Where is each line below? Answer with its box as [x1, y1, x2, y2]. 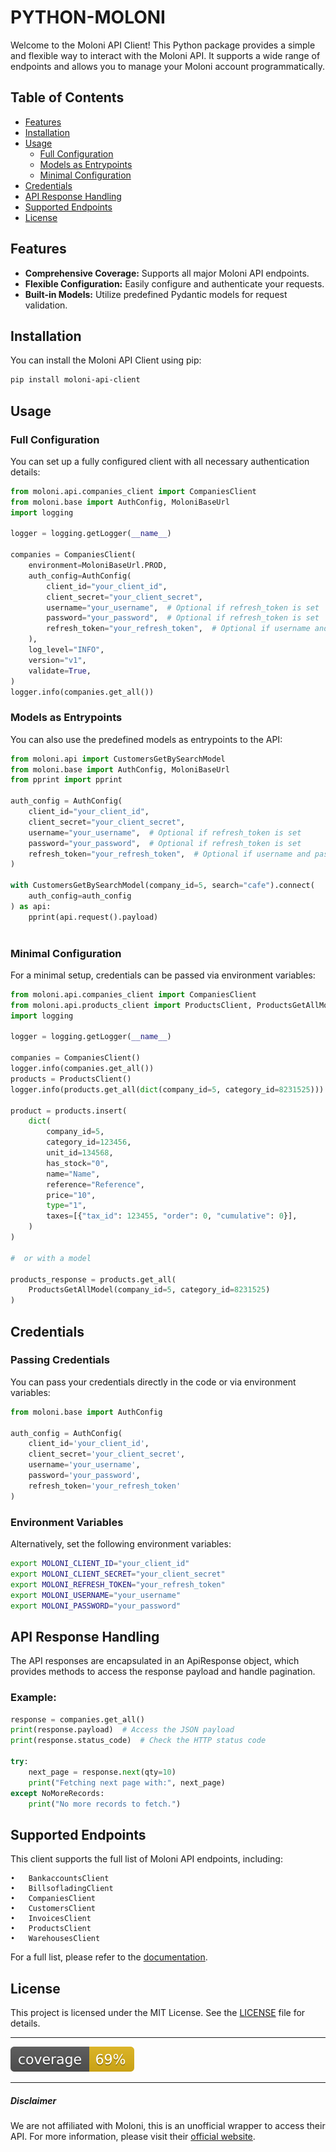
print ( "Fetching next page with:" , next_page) [28, 1777, 226, 1788]
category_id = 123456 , [46, 1137, 132, 1148]
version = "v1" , [28, 655, 87, 665]
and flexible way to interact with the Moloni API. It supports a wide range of [10, 49, 321, 61]
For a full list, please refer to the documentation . [10, 1951, 208, 1963]
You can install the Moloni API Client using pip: [10, 354, 202, 366]
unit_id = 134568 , [46, 1148, 114, 1158]
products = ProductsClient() [10, 1074, 132, 1084]
